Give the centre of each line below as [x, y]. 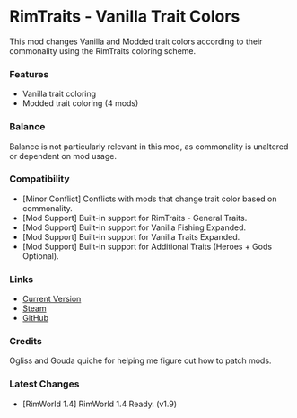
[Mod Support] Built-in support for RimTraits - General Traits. [135, 218]
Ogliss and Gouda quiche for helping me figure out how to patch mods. [140, 360]
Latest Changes [44, 384]
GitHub [35, 318]
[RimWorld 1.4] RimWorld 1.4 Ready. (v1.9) [100, 404]
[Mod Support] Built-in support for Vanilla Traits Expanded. [131, 236]
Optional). [41, 256]
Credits [26, 342]
